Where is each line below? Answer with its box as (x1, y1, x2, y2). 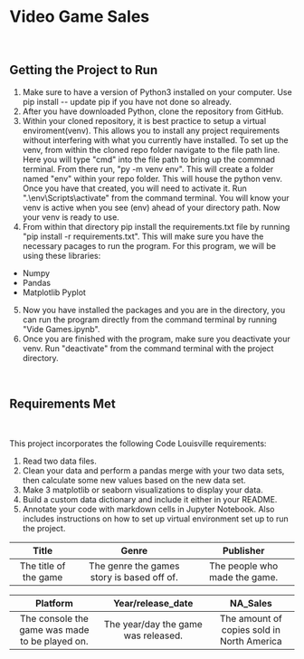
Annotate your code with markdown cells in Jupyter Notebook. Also (22, 503, 275, 514)
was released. (123, 629, 184, 642)
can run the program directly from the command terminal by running (22, 314, 278, 325)
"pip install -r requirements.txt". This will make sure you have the (22, 231, 264, 242)
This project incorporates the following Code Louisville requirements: (9, 437, 267, 449)
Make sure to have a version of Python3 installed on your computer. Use (22, 86, 292, 97)
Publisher (222, 544, 265, 557)
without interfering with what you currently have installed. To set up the (22, 134, 289, 146)
